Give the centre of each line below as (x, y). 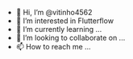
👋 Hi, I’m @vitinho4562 (54, 12)
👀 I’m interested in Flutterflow (65, 21)
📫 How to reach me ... (53, 47)
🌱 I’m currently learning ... (59, 29)
